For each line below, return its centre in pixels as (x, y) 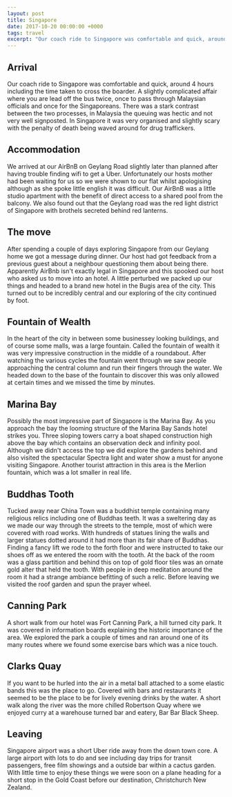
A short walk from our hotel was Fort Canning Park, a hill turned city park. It (115, 622)
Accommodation (44, 150)
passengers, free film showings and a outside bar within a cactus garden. (112, 765)
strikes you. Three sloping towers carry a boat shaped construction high (110, 435)
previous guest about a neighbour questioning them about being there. (108, 263)
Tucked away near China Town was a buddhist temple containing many (108, 511)
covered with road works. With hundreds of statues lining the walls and (108, 533)
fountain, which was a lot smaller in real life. (69, 472)
